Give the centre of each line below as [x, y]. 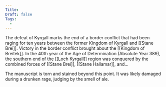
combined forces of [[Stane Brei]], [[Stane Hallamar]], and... [67, 64]
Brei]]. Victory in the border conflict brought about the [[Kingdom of [75, 48]
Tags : [11, 19]
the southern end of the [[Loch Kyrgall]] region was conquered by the [77, 59]
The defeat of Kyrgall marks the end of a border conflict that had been [77, 38]
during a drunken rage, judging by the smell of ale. [57, 79]
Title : [12, 10]
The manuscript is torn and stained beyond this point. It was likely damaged [83, 74]
